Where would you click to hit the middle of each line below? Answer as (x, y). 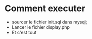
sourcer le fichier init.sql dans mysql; (49, 22)
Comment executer (45, 9)
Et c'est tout (24, 32)
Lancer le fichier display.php (41, 27)
